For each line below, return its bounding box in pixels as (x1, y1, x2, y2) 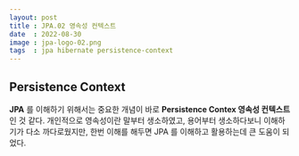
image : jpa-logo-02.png (9, 37, 102, 47)
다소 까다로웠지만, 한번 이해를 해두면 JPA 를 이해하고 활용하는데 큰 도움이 (25, 126, 281, 136)
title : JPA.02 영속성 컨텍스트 (9, 21, 117, 30)
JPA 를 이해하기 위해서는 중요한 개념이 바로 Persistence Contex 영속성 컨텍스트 (9, 103, 291, 114)
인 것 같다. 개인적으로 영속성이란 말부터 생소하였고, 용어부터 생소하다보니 (9, 115, 262, 126)
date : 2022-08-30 (9, 29, 82, 38)
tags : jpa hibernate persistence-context (9, 46, 174, 55)
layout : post (9, 12, 58, 22)
